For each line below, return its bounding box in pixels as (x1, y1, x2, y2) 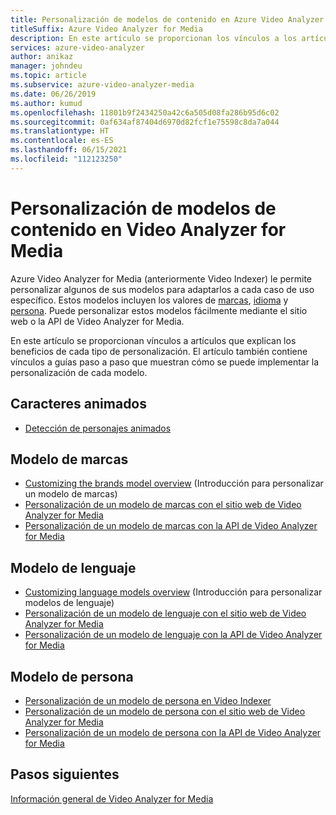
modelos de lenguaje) (24, 597, 115, 609)
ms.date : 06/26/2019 (10, 89, 97, 99)
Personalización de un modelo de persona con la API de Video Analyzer (24, 726, 322, 738)
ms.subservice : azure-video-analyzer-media (10, 80, 195, 90)
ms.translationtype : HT (10, 126, 110, 136)
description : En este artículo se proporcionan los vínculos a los (10, 33, 298, 43)
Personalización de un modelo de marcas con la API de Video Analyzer (24, 520, 318, 532)
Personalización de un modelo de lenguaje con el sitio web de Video (24, 607, 307, 620)
